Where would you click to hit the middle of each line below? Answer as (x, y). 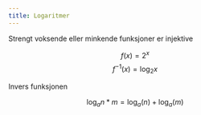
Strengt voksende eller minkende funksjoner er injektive (101, 38)
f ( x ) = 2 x (135, 54)
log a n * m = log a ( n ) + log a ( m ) (135, 103)
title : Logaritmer (39, 16)
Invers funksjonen (38, 86)
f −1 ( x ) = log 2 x (135, 69)
